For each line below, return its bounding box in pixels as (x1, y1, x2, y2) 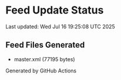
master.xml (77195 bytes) (14, 55, 75, 62)
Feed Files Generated (5, 40, 85, 50)
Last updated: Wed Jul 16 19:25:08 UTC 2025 (5, 23, 115, 30)
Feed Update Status (5, 4, 104, 17)
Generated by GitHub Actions (5, 67, 77, 74)
